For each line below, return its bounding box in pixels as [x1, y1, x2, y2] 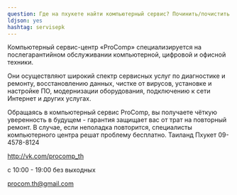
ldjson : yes [7, 17, 43, 24]
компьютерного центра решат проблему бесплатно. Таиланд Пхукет [7, 130, 217, 139]
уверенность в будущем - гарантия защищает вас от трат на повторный [7, 116, 227, 124]
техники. [7, 58, 34, 67]
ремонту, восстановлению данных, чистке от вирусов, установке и [7, 79, 212, 88]
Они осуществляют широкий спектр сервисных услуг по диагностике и [7, 72, 226, 80]
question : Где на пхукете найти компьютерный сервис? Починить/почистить [7, 10, 231, 18]
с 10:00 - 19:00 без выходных [7, 166, 96, 174]
